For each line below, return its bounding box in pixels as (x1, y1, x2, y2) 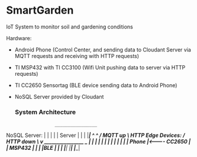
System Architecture (14, 108, 76, 116)
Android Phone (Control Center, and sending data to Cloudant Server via (14, 46, 191, 53)
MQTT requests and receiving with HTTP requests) (14, 52, 140, 59)
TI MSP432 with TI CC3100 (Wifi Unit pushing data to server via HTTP (14, 63, 186, 71)
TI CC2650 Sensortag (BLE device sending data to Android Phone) (14, 81, 177, 89)
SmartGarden (6, 4, 74, 17)
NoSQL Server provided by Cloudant (14, 93, 104, 100)
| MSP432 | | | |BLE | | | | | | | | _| (6, 145, 80, 152)
